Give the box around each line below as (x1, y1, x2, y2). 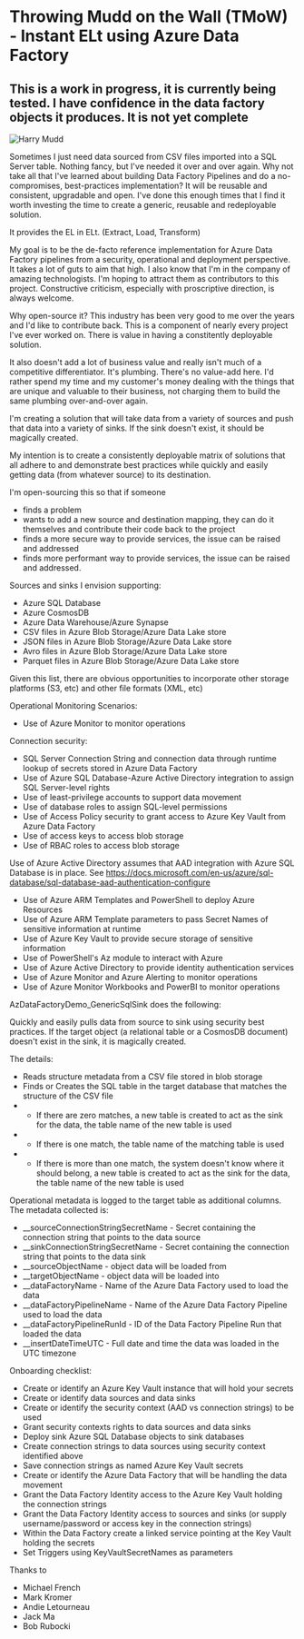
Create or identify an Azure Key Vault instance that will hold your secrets (22, 1383, 294, 1394)
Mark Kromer (22, 1592, 73, 1603)
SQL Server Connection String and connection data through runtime (22, 753, 277, 764)
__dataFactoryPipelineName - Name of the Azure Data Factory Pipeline (22, 1299, 288, 1310)
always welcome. (9, 293, 74, 303)
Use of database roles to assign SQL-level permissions (22, 801, 228, 812)
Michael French (22, 1583, 82, 1593)
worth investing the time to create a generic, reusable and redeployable (9, 200, 277, 210)
